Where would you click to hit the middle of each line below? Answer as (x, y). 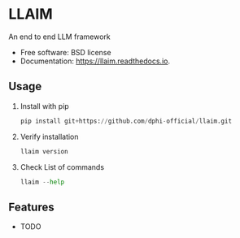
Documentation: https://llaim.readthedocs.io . (95, 61)
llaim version (44, 151)
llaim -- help (42, 182)
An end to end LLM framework (60, 37)
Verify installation (49, 136)
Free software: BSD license (65, 52)
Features (31, 207)
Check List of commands (62, 167)
